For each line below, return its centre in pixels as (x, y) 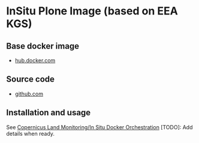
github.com (29, 94)
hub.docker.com (35, 60)
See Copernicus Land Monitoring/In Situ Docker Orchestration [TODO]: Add (99, 127)
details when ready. (31, 133)
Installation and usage (49, 113)
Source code (31, 79)
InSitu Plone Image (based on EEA (92, 11)
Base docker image (43, 46)
